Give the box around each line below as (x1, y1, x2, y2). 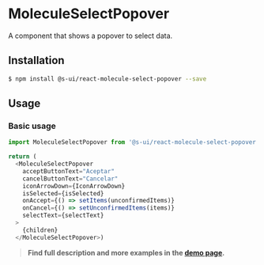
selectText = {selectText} (22, 211, 104, 220)
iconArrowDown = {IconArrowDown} (22, 182, 126, 190)
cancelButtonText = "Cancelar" (22, 175, 119, 183)
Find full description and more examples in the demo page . (27, 248, 225, 257)
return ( (8, 153, 37, 161)
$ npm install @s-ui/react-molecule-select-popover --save (8, 74, 207, 83)
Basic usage (8, 120, 57, 131)
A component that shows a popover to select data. (8, 31, 173, 40)
